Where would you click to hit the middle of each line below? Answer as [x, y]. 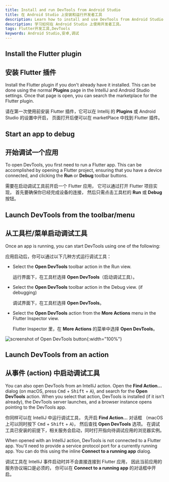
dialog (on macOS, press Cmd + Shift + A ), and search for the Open [76, 391]
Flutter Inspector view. [36, 318]
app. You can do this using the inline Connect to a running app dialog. [78, 451]
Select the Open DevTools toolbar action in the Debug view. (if [77, 287]
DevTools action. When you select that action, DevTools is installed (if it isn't [85, 396]
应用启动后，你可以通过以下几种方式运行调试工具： [58, 256]
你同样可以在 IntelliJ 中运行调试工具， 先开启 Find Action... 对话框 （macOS [84, 417]
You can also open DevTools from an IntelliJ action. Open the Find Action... [84, 385]
